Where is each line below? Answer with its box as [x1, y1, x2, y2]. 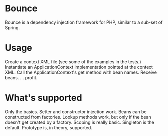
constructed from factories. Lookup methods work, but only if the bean [5, 114, 151, 120]
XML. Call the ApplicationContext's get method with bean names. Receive [5, 69, 157, 75]
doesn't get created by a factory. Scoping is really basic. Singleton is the [5, 119, 154, 125]
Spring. [5, 24, 20, 30]
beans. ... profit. [5, 74, 38, 80]
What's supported [5, 92, 82, 104]
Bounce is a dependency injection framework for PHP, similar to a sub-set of [5, 19, 163, 25]
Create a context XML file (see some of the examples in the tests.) [5, 58, 141, 65]
